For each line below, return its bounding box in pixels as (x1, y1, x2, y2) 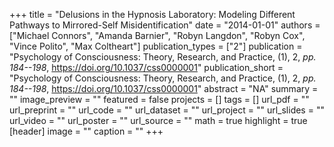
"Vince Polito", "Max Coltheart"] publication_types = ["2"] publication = (9, 40, 303, 52)
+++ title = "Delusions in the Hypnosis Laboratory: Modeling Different (9, 9, 296, 20)
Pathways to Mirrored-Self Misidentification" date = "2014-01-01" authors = (9, 19, 321, 31)
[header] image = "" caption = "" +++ (9, 125, 164, 137)
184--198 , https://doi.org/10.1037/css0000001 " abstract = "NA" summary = (9, 83, 319, 94)
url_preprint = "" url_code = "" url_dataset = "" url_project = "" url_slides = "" (9, 104, 325, 116)
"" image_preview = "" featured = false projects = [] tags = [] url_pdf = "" (9, 94, 310, 105)
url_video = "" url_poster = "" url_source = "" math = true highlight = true (9, 115, 308, 126)
